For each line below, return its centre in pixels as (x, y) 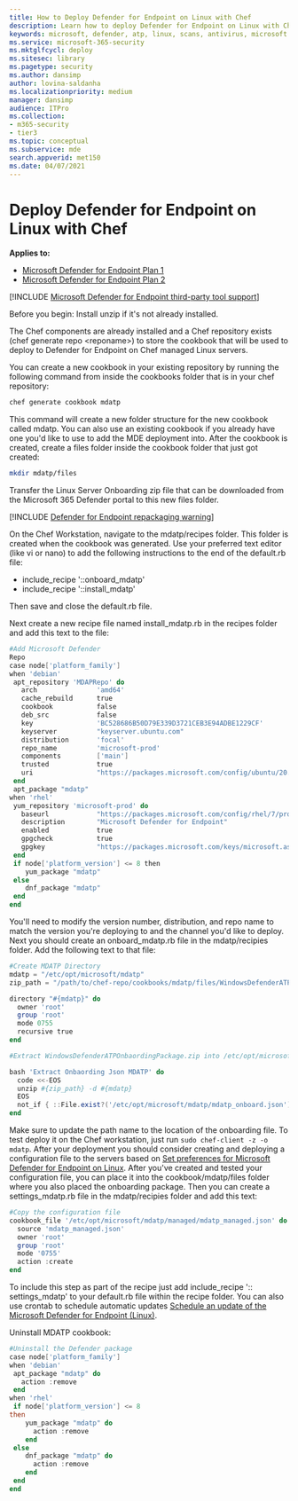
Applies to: (30, 253)
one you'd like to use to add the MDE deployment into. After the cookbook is (149, 438)
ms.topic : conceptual (49, 141)
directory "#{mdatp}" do (55, 999)
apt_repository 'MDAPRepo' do (69, 682)
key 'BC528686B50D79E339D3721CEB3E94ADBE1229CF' (142, 723)
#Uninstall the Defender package (71, 1349)
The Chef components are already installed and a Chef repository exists (141, 331)
